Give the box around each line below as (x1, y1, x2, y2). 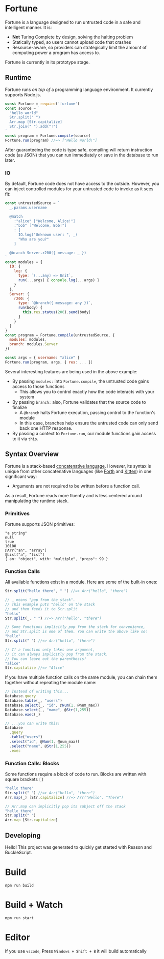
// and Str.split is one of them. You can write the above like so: (5, 629, 148, 634)
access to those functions (12, 383, 65, 389)
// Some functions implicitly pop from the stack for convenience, (5, 625, 146, 629)
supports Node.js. (5, 91, 41, 97)
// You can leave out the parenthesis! (5, 656, 87, 661)
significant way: (5, 473, 37, 479)
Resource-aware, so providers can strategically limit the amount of (12, 44, 147, 50)
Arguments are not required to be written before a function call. (12, 483, 141, 489)
